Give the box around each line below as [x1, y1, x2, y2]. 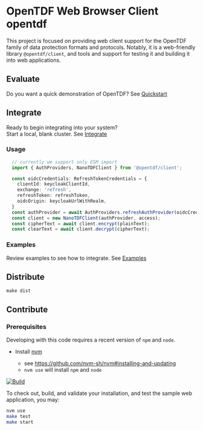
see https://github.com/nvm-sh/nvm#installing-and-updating [24, 360, 176, 367]
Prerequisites [6, 322, 47, 331]
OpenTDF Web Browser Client [6, 4, 159, 18]
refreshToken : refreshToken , [17, 193, 91, 199]
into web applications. [6, 56, 62, 64]
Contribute [6, 304, 48, 314]
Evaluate [6, 74, 40, 84]
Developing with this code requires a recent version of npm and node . [6, 336, 176, 343]
